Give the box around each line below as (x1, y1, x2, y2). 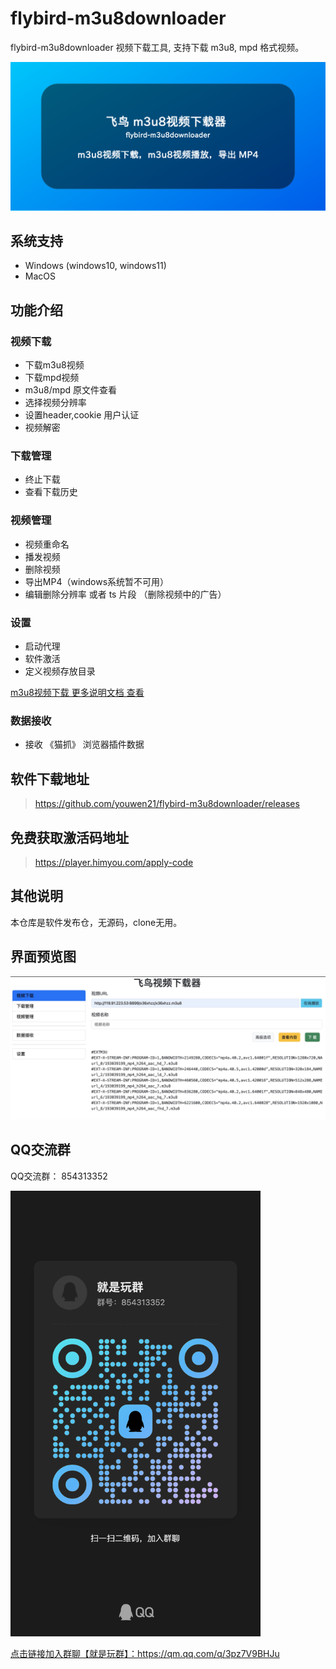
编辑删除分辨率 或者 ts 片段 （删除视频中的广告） (24, 588, 227, 600)
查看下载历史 (24, 486, 78, 498)
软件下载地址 (10, 770, 90, 787)
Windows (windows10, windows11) (24, 260, 167, 272)
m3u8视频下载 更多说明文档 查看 (10, 687, 145, 699)
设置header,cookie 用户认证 (24, 409, 140, 421)
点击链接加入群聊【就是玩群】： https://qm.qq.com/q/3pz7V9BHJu (10, 1648, 280, 1660)
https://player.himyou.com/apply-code (34, 856, 194, 868)
